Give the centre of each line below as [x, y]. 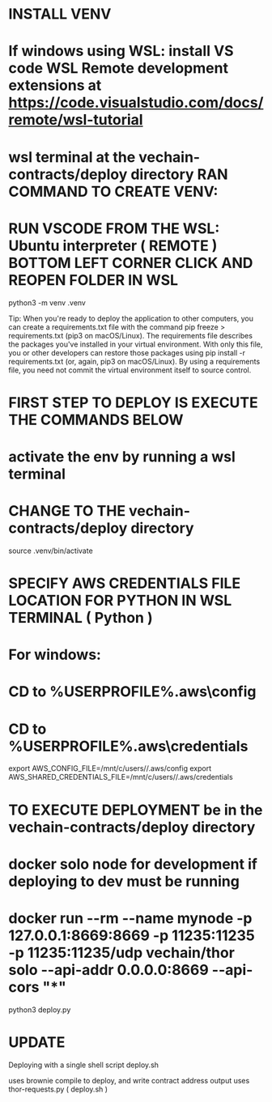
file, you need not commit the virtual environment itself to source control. [130, 370]
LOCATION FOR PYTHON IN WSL [120, 601]
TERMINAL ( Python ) [81, 618]
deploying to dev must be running [124, 881]
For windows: [55, 655]
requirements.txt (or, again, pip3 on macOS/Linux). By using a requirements [134, 361]
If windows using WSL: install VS [121, 51]
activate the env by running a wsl [122, 456]
